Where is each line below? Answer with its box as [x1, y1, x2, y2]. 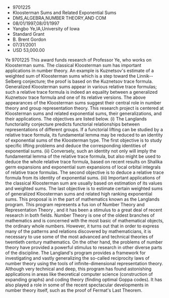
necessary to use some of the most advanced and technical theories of [5, 234, 154, 240]
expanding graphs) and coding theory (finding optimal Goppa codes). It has [5, 277, 162, 282]
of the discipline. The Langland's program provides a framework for [5, 250, 146, 256]
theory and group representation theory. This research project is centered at [5, 105, 164, 111]
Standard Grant [12, 31, 44, 37]
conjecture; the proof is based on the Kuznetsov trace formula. [22, 78, 153, 84]
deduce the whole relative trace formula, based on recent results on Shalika [5, 159, 163, 164]
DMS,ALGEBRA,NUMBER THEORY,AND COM [12, 15, 106, 21]
